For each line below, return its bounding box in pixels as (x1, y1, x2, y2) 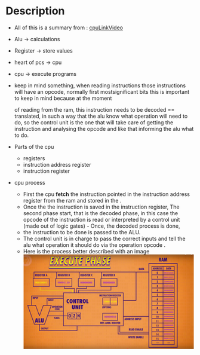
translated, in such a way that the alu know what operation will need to (14, 112, 188, 120)
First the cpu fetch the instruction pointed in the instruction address (23, 190, 190, 198)
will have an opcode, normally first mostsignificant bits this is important (14, 88, 190, 95)
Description (5, 4, 65, 18)
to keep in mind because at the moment (14, 94, 112, 102)
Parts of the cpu (14, 143, 54, 150)
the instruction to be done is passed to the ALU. (23, 228, 141, 235)
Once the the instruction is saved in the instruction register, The (23, 203, 180, 210)
